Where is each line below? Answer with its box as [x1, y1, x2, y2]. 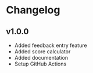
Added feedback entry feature [14, 42, 87, 49]
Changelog [6, 3, 60, 17]
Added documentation [14, 54, 69, 61]
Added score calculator [14, 48, 71, 55]
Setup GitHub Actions [14, 60, 67, 67]
